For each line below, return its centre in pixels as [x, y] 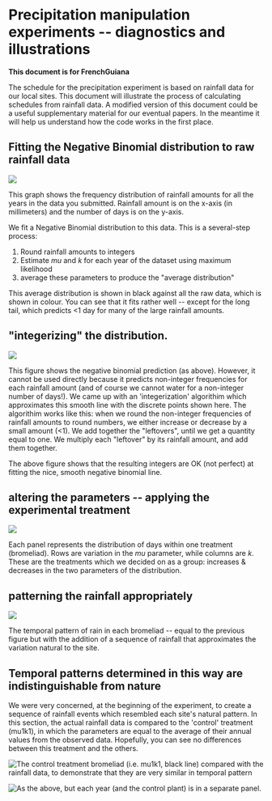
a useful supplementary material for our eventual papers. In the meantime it [134, 113]
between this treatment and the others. [74, 748]
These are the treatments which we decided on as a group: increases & [127, 562]
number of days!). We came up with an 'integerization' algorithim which [127, 396]
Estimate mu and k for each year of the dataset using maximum [126, 260]
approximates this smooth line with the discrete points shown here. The [127, 405]
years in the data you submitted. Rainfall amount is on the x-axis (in [121, 203]
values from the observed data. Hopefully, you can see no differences [125, 740]
